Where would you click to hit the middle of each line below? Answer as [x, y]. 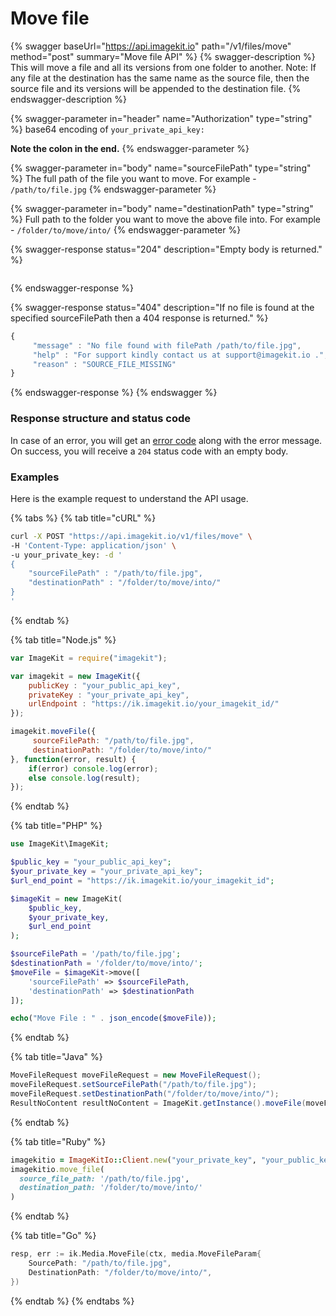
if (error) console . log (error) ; [93, 768]
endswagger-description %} [68, 99]
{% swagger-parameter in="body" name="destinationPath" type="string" [162, 208]
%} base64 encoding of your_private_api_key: [107, 129]
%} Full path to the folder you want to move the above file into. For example [166, 219]
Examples [35, 477]
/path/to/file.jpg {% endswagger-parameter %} [113, 189]
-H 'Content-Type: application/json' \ [93, 545]
